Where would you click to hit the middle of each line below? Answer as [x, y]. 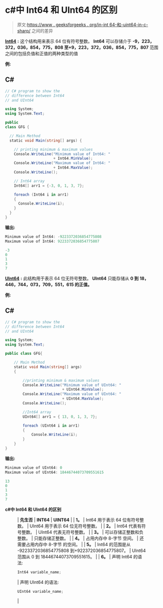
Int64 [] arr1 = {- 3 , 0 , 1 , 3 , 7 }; [49, 186]
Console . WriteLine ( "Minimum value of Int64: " [62, 154]
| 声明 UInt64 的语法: [38, 582]
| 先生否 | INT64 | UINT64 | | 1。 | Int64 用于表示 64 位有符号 [79, 520]
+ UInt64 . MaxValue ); [83, 399]
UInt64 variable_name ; [40, 591]
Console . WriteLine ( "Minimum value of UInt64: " [72, 385]
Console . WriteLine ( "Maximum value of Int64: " [62, 163]
